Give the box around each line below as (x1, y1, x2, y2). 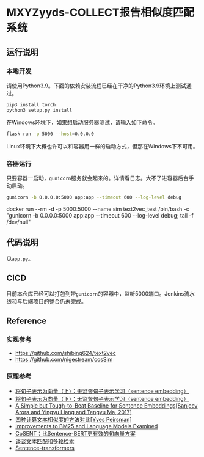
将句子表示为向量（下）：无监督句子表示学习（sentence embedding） (15, 395, 189, 402)
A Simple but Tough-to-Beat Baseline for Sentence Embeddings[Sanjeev (15, 401, 198, 409)
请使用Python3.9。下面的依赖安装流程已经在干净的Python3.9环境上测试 (6, 82, 186, 89)
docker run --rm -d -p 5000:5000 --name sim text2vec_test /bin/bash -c (6, 205, 189, 213)
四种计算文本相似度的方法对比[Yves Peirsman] (15, 415, 133, 423)
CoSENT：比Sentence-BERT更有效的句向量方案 (15, 430, 136, 437)
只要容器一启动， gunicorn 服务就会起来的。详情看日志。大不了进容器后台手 (6, 175, 194, 182)
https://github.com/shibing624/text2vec (15, 349, 116, 357)
